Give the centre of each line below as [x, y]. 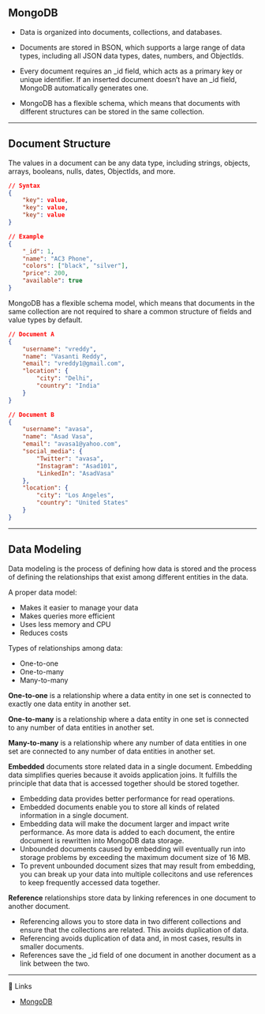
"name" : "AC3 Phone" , [58, 259]
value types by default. [45, 320]
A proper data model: [43, 592]
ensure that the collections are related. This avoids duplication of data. [134, 929]
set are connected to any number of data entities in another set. [112, 751]
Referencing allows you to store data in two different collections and [130, 921]
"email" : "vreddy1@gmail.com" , [74, 364]
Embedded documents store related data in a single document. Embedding [130, 766]
